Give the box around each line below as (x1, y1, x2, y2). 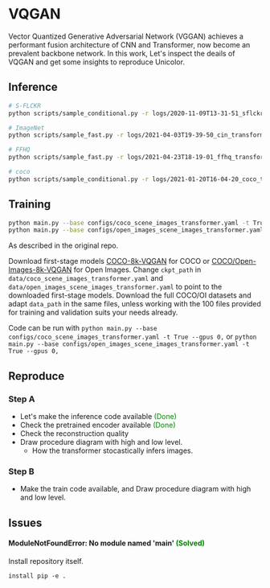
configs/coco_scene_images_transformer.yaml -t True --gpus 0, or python (8, 331, 257, 342)
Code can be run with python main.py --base (8, 323, 157, 333)
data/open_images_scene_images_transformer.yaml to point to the (8, 282, 223, 292)
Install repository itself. (8, 556, 84, 565)
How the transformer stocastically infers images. (31, 446, 194, 455)
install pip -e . (8, 572, 67, 580)
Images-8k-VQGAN (8, 265, 72, 274)
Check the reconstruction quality (19, 429, 129, 438)
